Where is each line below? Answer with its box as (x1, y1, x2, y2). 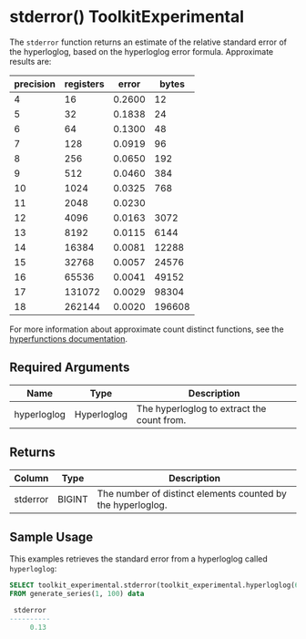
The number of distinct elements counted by (97, 487, 287, 500)
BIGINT (57, 492, 88, 505)
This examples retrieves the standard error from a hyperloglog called (9, 553, 269, 564)
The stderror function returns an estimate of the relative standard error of (9, 36, 287, 47)
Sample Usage (9, 529, 94, 544)
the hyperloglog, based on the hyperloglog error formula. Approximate (9, 46, 274, 57)
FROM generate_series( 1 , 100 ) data (9, 590, 145, 599)
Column (14, 471, 49, 484)
